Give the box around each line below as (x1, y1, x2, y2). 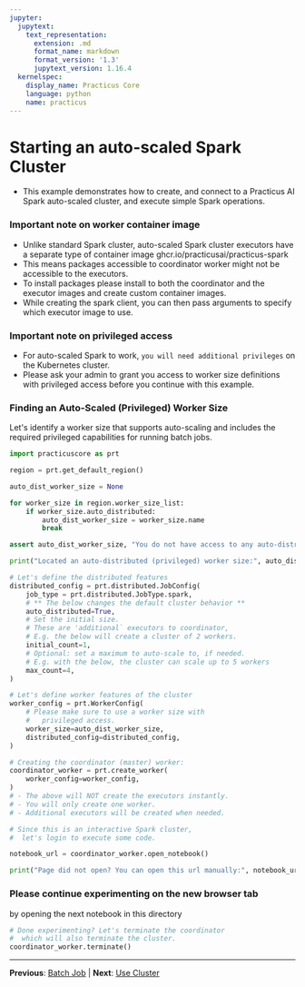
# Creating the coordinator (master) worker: (9, 757, 184, 767)
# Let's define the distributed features (9, 573, 169, 582)
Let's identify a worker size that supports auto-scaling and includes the (9, 422, 276, 433)
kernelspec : (17, 73, 64, 82)
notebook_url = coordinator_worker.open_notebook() (9, 850, 209, 859)
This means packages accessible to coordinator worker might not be (22, 258, 280, 269)
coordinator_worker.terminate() (9, 943, 132, 952)
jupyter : (9, 13, 43, 23)
